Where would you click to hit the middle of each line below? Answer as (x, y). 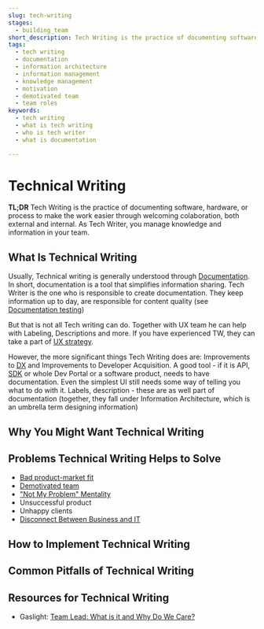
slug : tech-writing (40, 15)
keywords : (24, 111)
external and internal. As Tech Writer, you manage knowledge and (115, 224)
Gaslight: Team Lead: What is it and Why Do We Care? (107, 617)
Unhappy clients (46, 511)
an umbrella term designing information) (73, 407)
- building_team (42, 30)
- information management (58, 74)
